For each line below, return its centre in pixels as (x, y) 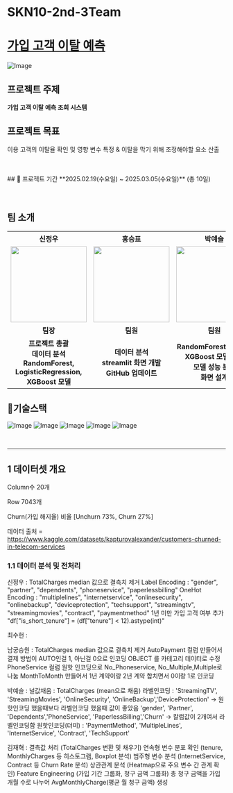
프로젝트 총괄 (49, 343)
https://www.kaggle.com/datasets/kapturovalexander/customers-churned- (114, 540)
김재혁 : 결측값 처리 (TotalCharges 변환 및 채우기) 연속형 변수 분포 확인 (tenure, (115, 748)
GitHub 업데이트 (131, 373)
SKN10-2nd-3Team (64, 12)
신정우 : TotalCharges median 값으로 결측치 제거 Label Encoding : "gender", (113, 582)
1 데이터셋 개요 (36, 469)
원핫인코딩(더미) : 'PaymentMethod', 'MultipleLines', (110, 726)
